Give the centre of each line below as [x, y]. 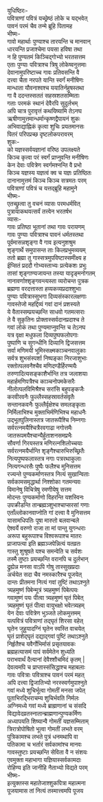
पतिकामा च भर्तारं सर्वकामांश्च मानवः [45, 744]
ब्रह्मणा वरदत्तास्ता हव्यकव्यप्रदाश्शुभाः [44, 289]
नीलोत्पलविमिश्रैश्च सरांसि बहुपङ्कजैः [46, 389]
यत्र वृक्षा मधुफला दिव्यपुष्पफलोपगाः [43, 335]
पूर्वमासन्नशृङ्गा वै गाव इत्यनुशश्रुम [42, 242]
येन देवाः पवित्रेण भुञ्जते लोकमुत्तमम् [44, 613]
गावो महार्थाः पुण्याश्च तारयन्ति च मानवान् [49, 42]
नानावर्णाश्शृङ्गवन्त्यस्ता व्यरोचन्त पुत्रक [48, 281]
